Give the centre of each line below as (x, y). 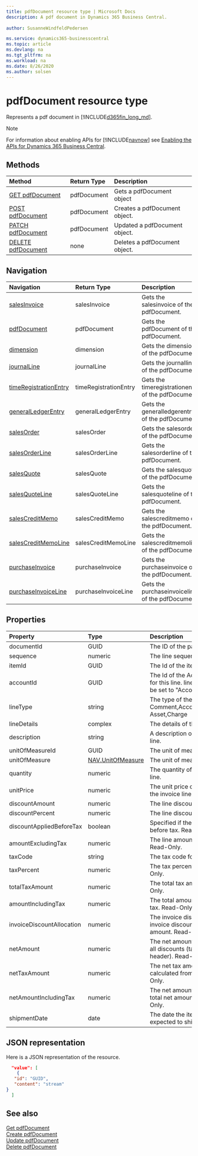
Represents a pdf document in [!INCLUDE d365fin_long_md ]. (79, 117)
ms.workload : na (26, 60)
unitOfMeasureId (32, 750)
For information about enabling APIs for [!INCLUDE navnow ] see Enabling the (99, 140)
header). (161, 956)
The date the (167, 1014)
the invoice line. (171, 794)
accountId (23, 682)
